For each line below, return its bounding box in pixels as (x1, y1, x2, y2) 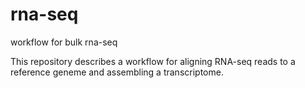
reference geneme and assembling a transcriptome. (10, 66, 224, 78)
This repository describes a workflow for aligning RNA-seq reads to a (10, 55, 296, 67)
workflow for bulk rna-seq (10, 36, 118, 48)
